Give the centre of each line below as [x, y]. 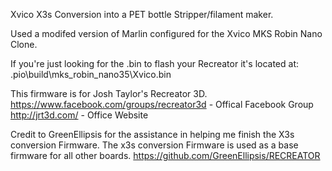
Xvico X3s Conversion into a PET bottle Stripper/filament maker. [142, 14]
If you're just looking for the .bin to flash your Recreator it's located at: [155, 63]
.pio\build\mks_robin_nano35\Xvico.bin [91, 74]
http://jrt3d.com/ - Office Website [79, 115]
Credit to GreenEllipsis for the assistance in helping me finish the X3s [152, 134]
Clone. [24, 44]
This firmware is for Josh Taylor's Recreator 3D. [109, 93]
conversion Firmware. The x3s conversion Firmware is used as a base [154, 145]
